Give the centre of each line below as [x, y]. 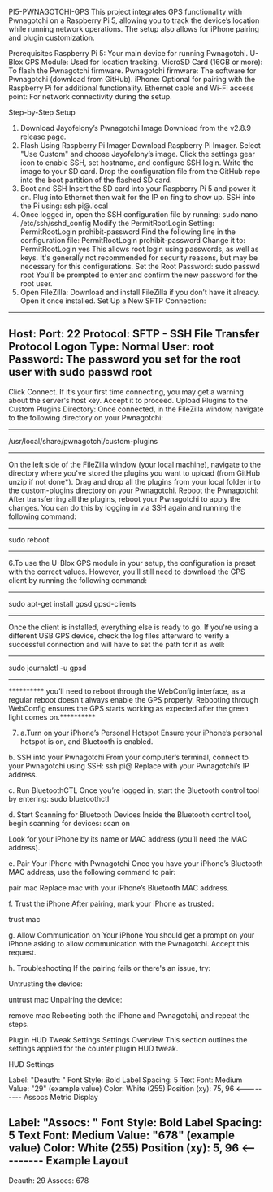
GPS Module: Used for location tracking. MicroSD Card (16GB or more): [144, 62]
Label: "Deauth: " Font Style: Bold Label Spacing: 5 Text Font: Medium [126, 1080]
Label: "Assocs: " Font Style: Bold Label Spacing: [135, 1122]
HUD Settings [31, 1064]
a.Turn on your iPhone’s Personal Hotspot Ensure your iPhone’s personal [141, 733]
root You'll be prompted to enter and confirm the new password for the [139, 275]
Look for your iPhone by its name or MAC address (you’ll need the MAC [128, 839]
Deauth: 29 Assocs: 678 [49, 1180]
